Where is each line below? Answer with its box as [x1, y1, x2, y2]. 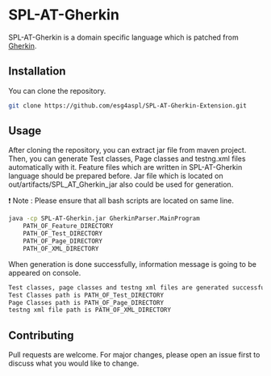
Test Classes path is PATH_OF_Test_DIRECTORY [8, 291, 164, 299]
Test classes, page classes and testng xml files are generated [8, 283, 229, 292]
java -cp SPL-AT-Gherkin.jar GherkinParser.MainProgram [8, 214, 200, 223]
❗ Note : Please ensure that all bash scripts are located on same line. [8, 196, 235, 205]
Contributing [8, 328, 74, 342]
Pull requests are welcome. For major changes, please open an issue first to [8, 350, 261, 360]
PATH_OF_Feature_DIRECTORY [23, 222, 114, 230]
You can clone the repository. [8, 86, 106, 95]
